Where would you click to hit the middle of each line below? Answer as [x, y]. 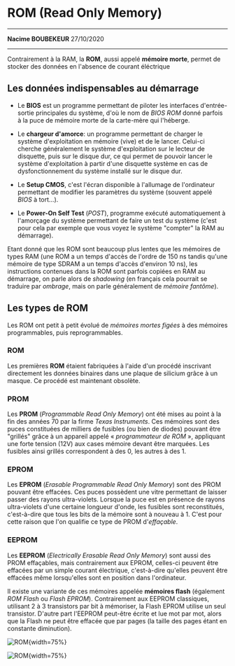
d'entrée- [214, 105]
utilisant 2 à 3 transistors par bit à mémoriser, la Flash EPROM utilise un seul [116, 606]
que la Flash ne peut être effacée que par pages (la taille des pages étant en [117, 620]
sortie [26, 113]
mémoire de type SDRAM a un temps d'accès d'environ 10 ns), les [102, 263]
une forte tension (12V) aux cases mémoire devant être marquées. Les [108, 444]
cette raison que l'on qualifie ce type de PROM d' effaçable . [93, 522]
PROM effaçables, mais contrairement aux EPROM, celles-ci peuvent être [113, 562]
